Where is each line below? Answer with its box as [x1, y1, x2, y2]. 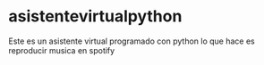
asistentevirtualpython [8, 6, 183, 27]
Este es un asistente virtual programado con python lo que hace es [8, 36, 256, 46]
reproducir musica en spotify [8, 45, 115, 55]
